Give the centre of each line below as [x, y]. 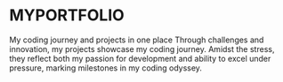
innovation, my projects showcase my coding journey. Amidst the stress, [142, 48]
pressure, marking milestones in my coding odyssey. [106, 68]
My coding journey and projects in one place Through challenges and [137, 40]
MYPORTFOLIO [67, 15]
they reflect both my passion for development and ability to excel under [140, 58]
